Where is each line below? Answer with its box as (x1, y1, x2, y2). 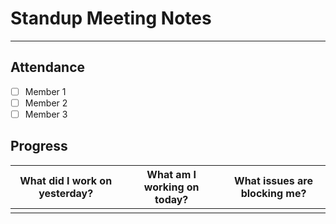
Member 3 (24, 108, 68, 120)
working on (143, 180, 200, 194)
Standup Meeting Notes (10, 7, 212, 30)
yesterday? (38, 186, 94, 200)
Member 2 (24, 97, 68, 109)
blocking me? (240, 186, 307, 200)
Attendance (10, 59, 86, 76)
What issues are (234, 173, 314, 187)
